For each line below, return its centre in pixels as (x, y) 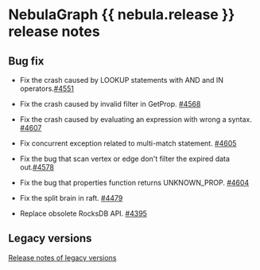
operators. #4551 (47, 88)
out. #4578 (37, 167)
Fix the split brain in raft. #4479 (71, 198)
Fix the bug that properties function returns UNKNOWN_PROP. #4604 (134, 182)
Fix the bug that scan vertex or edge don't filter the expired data (125, 158)
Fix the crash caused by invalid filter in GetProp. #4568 (110, 104)
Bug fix (26, 61)
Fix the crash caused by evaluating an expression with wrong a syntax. (136, 119)
